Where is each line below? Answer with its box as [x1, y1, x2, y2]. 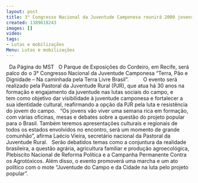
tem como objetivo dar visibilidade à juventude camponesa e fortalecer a [6, 94, 183, 102]
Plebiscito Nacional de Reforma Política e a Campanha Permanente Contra [6, 151, 187, 158]
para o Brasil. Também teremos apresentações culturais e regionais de [6, 119, 178, 127]
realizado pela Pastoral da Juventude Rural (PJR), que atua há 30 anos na [6, 82, 184, 89]
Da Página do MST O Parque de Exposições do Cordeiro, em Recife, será [8, 63, 190, 70]
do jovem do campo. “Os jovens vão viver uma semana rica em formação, [6, 107, 189, 114]
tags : [6, 36, 19, 42]
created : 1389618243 [6, 19, 57, 25]
